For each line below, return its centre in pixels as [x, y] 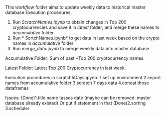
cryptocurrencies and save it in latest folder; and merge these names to [86, 27]
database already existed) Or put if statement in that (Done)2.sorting [76, 103]
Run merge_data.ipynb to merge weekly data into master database [81, 49]
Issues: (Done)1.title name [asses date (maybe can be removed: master [78, 98]
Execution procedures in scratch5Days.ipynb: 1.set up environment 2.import [83, 77]
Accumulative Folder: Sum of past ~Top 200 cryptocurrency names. [75, 58]
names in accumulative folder [43, 43]
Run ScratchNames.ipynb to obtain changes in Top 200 [69, 22]
